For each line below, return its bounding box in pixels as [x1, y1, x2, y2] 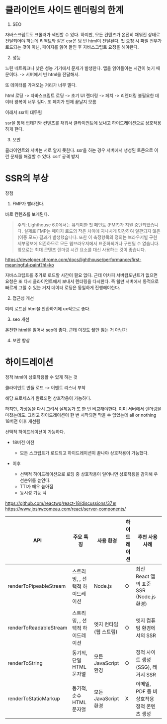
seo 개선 [12, 316, 30, 322]
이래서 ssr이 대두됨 [5, 109, 42, 115]
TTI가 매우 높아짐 [19, 483, 54, 489]
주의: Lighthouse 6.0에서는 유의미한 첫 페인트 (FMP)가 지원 [17, 222, 133, 228]
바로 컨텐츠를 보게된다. [5, 211, 49, 217]
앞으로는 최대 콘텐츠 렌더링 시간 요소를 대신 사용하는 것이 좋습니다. [17, 247, 146, 253]
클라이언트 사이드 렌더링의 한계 [5, 4, 124, 16]
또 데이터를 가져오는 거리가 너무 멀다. [5, 82, 77, 88]
